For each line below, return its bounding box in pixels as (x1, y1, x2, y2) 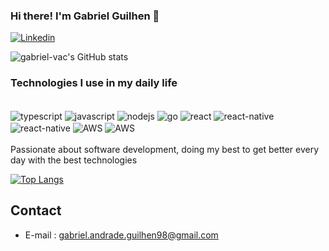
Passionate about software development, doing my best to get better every (10, 143, 320, 155)
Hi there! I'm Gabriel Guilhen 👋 (10, 9, 160, 23)
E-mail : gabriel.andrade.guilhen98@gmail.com (24, 229, 219, 241)
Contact (10, 202, 62, 219)
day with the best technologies (10, 154, 138, 166)
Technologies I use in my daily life (10, 76, 178, 90)
